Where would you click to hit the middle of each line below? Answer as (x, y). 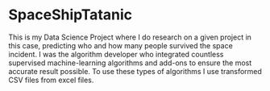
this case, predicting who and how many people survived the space (121, 45)
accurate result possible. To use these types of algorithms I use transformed (135, 71)
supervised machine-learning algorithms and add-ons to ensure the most (130, 63)
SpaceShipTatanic (71, 15)
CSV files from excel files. (51, 80)
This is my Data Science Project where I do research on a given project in (130, 37)
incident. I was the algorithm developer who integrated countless (116, 54)
